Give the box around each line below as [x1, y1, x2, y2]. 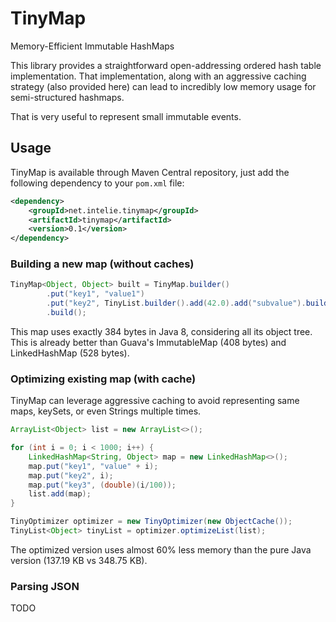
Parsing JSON [10, 579, 80, 593]
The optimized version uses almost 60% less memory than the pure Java [10, 543, 312, 556]
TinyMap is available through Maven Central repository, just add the [10, 166, 290, 178]
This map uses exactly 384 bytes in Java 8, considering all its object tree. [10, 325, 313, 337]
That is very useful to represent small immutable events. [10, 110, 242, 122]
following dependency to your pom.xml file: [10, 177, 185, 189]
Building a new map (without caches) [10, 257, 195, 271]
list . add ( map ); [28, 489, 92, 499]
